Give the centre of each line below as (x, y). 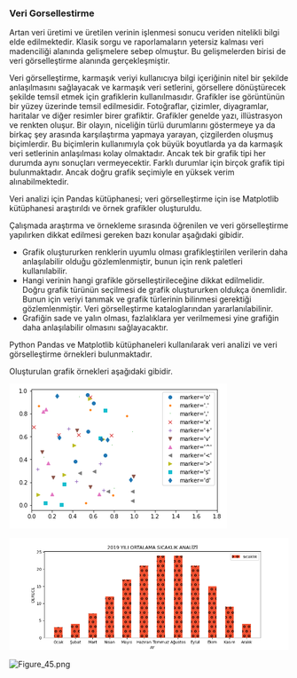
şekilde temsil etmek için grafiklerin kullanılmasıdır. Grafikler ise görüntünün (147, 97)
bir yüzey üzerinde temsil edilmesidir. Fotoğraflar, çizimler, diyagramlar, (139, 106)
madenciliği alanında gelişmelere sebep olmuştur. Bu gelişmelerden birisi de (148, 51)
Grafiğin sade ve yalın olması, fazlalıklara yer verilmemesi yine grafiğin (150, 319)
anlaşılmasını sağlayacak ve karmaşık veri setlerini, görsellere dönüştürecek (148, 88)
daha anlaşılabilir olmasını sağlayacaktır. (95, 327)
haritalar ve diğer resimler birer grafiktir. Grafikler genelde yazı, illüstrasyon (146, 116)
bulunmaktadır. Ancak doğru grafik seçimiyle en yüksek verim (122, 172)
